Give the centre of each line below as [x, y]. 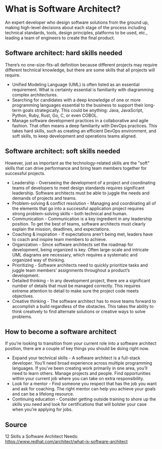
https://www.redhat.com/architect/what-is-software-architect [66, 442]
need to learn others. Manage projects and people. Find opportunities [81, 373]
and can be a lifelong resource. [43, 394]
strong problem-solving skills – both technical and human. [70, 213]
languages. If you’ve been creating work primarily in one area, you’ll [80, 368]
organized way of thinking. [38, 260]
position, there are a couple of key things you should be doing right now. [77, 349]
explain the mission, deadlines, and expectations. [61, 229]
